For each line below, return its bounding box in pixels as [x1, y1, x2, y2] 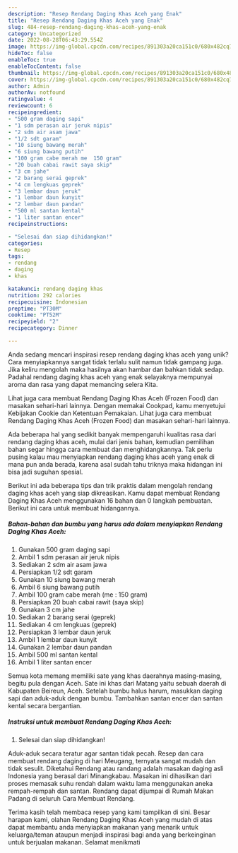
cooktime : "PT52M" [8, 311, 62, 318]
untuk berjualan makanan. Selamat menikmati [8, 837, 141, 846]
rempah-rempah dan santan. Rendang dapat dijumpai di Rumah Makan [8, 787, 214, 795]
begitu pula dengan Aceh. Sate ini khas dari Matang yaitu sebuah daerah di [8, 679, 227, 687]
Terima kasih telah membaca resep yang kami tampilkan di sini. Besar [8, 808, 210, 816]
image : [8, 43, 28, 50]
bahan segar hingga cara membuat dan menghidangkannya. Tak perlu [8, 445, 213, 453]
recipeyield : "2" [8, 318, 59, 326]
